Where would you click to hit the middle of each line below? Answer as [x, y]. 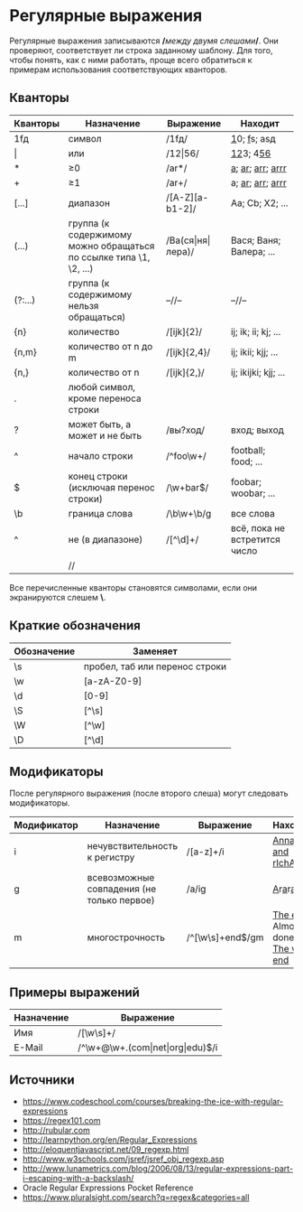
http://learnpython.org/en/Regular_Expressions [110, 1140]
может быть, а [100, 424]
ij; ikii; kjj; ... [254, 351]
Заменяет [155, 651]
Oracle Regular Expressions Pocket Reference [108, 1188]
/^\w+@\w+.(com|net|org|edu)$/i [148, 1048]
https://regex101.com [61, 1120]
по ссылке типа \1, [109, 256]
